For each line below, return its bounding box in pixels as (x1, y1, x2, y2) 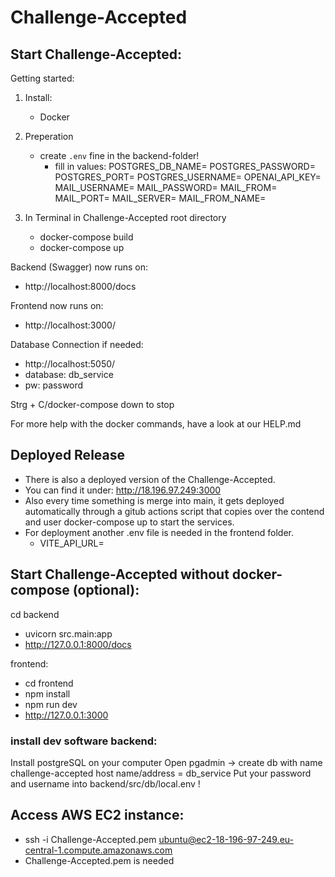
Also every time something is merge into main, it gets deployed (24, 494, 285, 506)
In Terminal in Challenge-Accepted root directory (24, 212, 227, 223)
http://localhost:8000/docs (24, 281, 137, 292)
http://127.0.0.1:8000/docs (24, 638, 132, 650)
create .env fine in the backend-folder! (39, 150, 200, 161)
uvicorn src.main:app (24, 627, 113, 640)
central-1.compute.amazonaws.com (24, 844, 173, 856)
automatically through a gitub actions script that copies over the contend (24, 505, 325, 517)
